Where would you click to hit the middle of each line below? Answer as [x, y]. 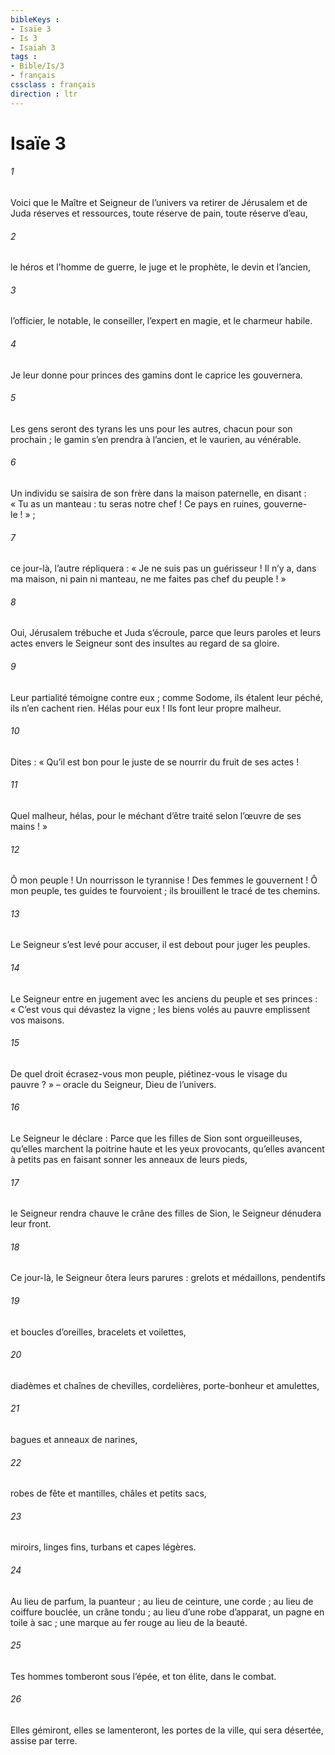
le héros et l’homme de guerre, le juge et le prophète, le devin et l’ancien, [161, 267]
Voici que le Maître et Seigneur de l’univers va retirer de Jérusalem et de [159, 203]
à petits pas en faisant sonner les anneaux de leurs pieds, [129, 1160]
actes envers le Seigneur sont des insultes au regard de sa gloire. [145, 643]
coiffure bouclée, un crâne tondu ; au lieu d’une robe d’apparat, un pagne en [167, 1612]
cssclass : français [53, 85]
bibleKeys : [35, 19]
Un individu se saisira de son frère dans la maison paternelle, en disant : [158, 493]
